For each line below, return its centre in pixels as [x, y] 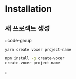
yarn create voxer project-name [38, 50]
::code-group [18, 40]
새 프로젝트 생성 [27, 28]
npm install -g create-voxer [35, 58]
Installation [28, 9]
